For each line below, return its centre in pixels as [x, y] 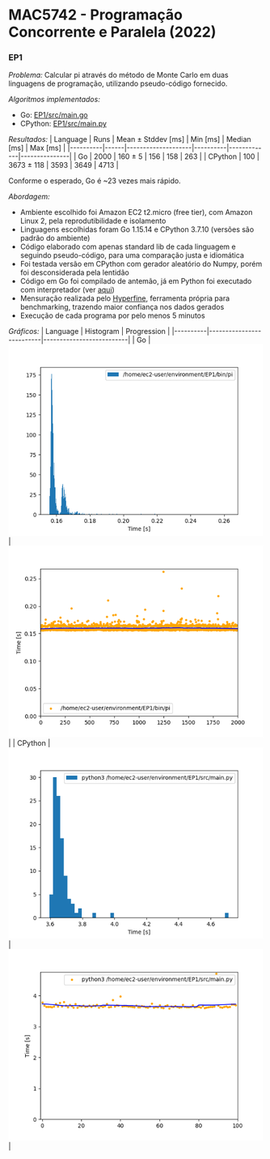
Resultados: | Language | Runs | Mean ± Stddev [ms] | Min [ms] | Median [130, 139]
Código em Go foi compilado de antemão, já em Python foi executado [136, 281]
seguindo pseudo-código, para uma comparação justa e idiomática [132, 255]
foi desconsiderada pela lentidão [74, 272]
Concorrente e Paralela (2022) [112, 32]
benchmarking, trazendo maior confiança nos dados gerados [122, 307]
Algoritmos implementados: [55, 100]
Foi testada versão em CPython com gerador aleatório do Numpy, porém [141, 264]
